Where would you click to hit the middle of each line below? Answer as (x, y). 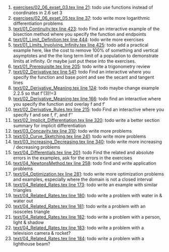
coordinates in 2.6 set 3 (38, 13)
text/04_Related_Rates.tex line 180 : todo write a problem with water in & (88, 195)
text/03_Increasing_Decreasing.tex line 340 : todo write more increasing (88, 142)
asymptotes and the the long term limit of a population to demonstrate (86, 56)
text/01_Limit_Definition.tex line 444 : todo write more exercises (78, 39)
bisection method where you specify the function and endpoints (80, 34)
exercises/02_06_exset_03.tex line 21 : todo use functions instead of (83, 7)
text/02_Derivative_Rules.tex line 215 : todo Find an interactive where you (89, 109)
